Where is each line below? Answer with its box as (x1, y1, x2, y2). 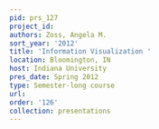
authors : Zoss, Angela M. (9, 30, 107, 39)
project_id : (9, 22, 54, 31)
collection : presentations (9, 106, 111, 115)
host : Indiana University (9, 64, 107, 74)
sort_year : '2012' (9, 38, 79, 48)
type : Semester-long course (9, 81, 116, 90)
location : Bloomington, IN (9, 55, 111, 64)
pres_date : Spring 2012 (9, 73, 99, 82)
